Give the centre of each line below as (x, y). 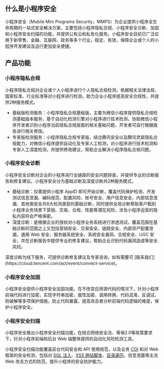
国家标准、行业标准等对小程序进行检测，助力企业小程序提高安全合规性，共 (80, 96)
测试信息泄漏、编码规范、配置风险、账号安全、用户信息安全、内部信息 (83, 197)
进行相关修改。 (31, 131)
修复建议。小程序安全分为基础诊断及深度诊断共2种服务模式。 (75, 181)
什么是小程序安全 (31, 9)
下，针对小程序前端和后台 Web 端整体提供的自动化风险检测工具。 (71, 339)
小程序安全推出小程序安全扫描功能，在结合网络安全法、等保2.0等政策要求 (79, 333)
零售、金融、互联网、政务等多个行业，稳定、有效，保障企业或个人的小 (88, 40)
